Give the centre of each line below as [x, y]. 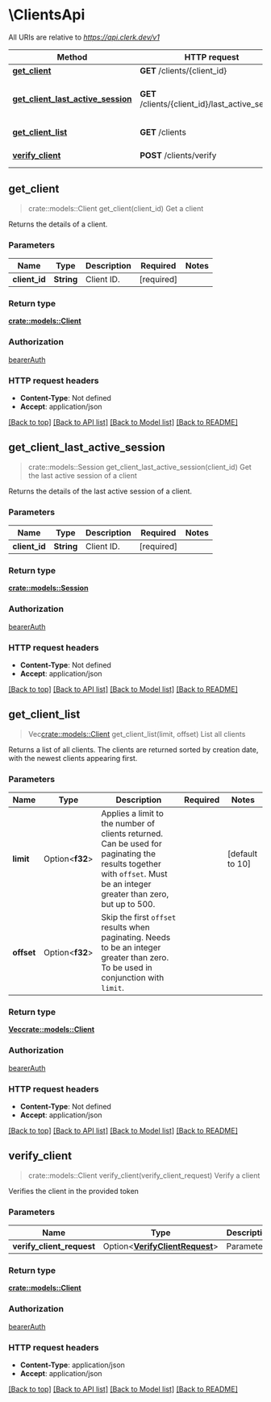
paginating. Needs [135, 938]
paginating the [128, 854]
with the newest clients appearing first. [73, 758]
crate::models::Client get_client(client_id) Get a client [116, 208]
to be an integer [131, 947]
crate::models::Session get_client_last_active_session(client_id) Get [140, 467]
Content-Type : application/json [72, 1365]
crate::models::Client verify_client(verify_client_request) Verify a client [144, 1175]
